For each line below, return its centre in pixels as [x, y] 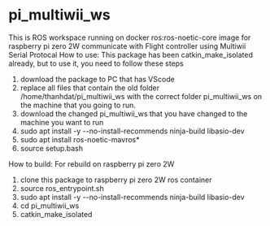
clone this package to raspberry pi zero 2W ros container [116, 180]
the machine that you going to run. [78, 105]
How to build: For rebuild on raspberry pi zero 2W [91, 163]
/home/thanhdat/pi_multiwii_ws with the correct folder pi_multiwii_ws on [141, 96]
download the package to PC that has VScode [97, 79]
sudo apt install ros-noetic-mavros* [80, 139]
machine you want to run [62, 122]
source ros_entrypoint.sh [62, 188]
